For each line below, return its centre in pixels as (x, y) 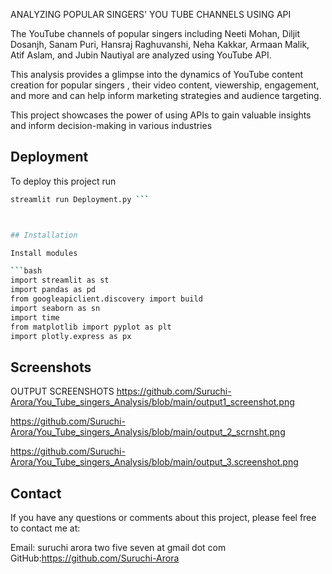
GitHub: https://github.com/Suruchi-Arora (95, 558)
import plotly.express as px (71, 336)
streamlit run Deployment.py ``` (80, 199)
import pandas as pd (53, 290)
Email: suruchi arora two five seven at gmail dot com (118, 548)
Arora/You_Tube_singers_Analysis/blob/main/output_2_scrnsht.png (148, 432)
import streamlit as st (60, 280)
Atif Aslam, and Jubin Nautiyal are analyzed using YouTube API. (141, 55)
